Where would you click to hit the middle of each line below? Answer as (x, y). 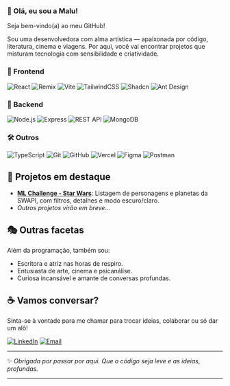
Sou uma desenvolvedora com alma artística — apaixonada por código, (108, 39)
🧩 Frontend (26, 71)
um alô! (18, 328)
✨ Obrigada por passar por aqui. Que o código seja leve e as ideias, (104, 361)
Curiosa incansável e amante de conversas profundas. (94, 278)
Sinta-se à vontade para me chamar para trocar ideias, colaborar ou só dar (113, 320)
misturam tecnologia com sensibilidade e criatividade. (83, 54)
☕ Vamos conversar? (53, 300)
